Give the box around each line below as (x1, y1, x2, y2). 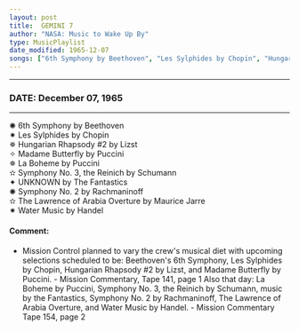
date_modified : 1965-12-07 (9, 46, 109, 55)
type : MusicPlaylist (9, 37, 86, 47)
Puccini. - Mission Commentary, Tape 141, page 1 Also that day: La (21, 273, 265, 284)
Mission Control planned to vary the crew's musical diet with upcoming (21, 245, 283, 256)
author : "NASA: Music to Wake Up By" (9, 29, 149, 38)
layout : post (9, 12, 58, 22)
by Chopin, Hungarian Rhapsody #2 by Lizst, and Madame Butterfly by (21, 264, 282, 275)
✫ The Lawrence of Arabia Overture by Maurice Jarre (9, 196, 206, 207)
